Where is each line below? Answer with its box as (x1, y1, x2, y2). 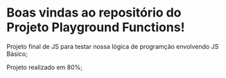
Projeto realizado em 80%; (6, 63, 83, 71)
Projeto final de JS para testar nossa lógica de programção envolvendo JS (6, 42, 219, 50)
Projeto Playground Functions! (6, 19, 185, 35)
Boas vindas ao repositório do (6, 5, 182, 21)
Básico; (6, 50, 28, 58)
